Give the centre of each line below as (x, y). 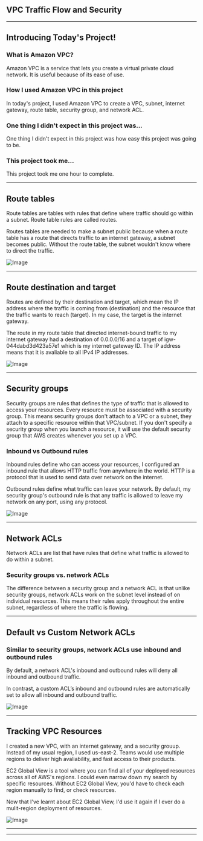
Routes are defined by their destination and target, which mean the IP (93, 302)
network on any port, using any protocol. (57, 502)
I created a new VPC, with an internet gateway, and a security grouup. (93, 746)
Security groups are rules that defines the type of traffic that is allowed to (98, 403)
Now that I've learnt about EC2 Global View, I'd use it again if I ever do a (96, 802)
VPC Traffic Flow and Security (64, 10)
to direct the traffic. (30, 251)
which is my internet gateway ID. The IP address (121, 346)
